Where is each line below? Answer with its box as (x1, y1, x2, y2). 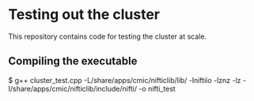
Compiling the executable (8, 54, 138, 68)
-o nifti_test (138, 84, 176, 93)
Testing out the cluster (8, 6, 161, 24)
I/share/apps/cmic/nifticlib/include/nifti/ (8, 84, 137, 93)
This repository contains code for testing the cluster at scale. (8, 32, 207, 41)
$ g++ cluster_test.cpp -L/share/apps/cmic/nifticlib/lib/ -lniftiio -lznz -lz (8, 75, 241, 84)
